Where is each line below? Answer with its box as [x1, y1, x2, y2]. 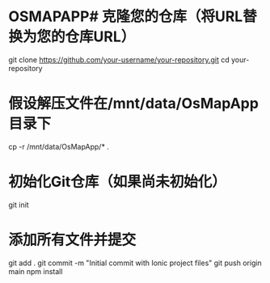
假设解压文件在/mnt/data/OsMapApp [8, 95, 259, 113]
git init [8, 200, 30, 209]
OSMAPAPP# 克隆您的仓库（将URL [8, 7, 243, 26]
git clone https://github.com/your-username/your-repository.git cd [8, 54, 230, 65]
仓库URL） [65, 27, 136, 46]
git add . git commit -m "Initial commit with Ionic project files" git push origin [8, 258, 263, 268]
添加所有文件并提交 [8, 231, 137, 249]
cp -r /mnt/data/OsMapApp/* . [8, 141, 109, 151]
